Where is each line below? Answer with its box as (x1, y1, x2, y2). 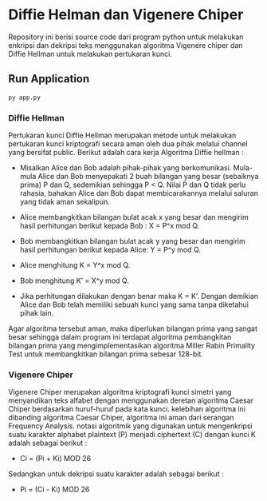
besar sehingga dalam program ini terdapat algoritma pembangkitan (8, 332, 232, 341)
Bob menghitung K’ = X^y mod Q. (19, 276, 129, 285)
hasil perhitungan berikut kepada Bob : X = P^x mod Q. (19, 221, 200, 230)
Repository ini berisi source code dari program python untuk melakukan (8, 32, 244, 42)
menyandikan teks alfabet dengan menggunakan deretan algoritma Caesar (8, 396, 253, 405)
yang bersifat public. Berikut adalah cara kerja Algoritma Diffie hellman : (8, 147, 245, 157)
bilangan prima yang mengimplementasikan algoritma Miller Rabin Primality (8, 340, 256, 350)
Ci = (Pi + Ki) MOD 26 (19, 454, 92, 463)
